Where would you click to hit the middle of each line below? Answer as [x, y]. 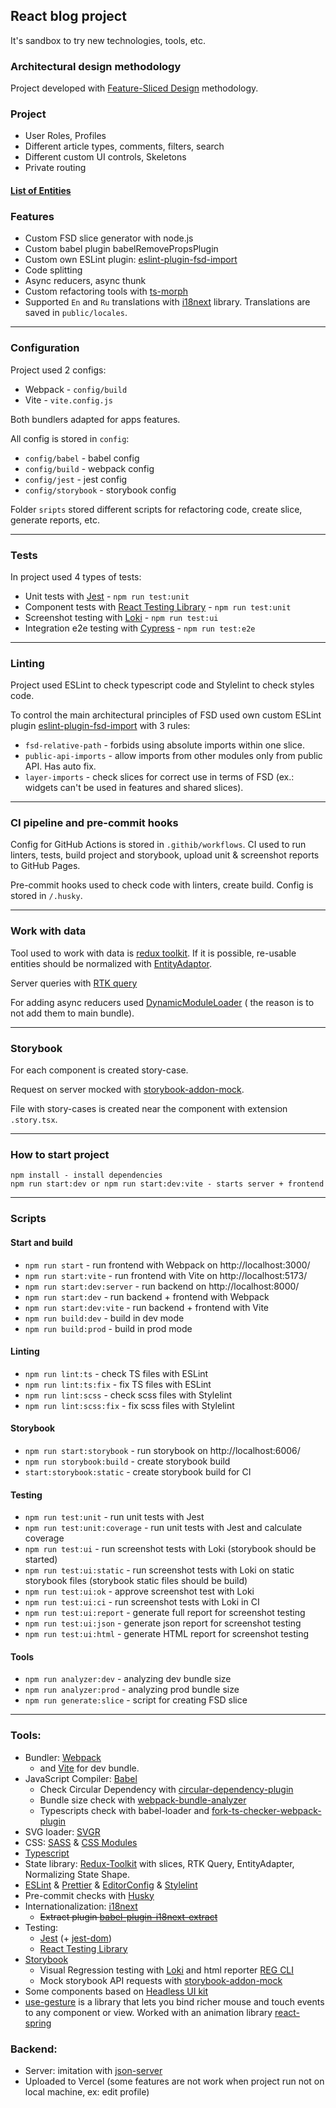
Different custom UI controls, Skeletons [105, 157]
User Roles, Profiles [65, 136]
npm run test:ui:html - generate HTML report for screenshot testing [167, 1634]
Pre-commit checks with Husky [89, 1895]
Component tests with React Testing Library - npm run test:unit [158, 606]
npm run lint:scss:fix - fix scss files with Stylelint [129, 1405]
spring [38, 2023]
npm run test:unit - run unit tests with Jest [114, 1517]
